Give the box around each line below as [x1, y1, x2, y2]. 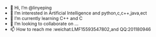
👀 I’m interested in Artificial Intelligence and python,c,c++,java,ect [10, 10, 147, 16]
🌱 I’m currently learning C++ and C [10, 15, 83, 21]
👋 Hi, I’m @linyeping [10, 5, 52, 10]
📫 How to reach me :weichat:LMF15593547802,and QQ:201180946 [10, 26, 151, 32]
